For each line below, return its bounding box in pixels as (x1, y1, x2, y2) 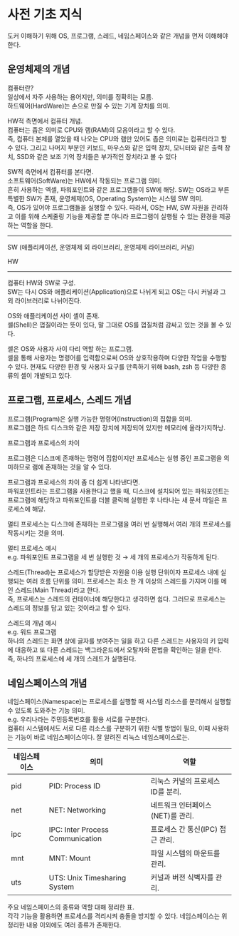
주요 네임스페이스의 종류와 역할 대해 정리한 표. (7, 903, 135, 912)
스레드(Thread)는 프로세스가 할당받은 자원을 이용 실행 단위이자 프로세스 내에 (7, 568, 219, 576)
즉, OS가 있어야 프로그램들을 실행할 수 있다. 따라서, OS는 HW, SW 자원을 (7, 203, 210, 211)
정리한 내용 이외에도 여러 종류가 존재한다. (7, 921, 122, 930)
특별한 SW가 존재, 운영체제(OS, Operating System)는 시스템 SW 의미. (7, 194, 203, 203)
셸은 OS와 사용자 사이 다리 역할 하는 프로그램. (7, 344, 134, 353)
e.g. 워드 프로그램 (7, 627, 57, 636)
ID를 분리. (150, 787, 181, 797)
